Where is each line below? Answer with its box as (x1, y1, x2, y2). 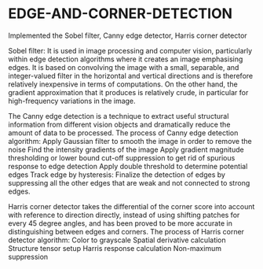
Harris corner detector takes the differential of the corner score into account (8, 201, 255, 211)
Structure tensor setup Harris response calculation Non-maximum (8, 243, 222, 252)
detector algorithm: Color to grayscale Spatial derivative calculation (8, 235, 226, 245)
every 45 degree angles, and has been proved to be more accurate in (8, 218, 233, 228)
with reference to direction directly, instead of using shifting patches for (8, 210, 240, 219)
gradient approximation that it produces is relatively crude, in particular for (8, 87, 249, 97)
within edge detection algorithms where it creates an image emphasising (8, 54, 243, 64)
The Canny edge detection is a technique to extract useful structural (8, 111, 229, 120)
